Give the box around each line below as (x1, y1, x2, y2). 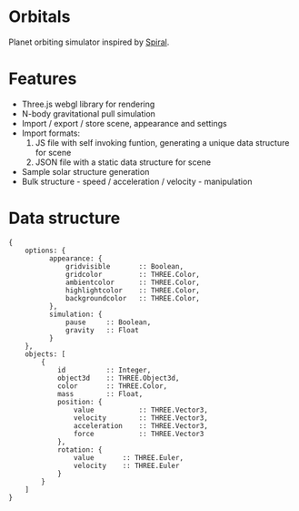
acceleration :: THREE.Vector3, (73, 421, 208, 430)
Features (8, 68, 77, 89)
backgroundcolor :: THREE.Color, (65, 293, 201, 302)
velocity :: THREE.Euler (73, 461, 180, 470)
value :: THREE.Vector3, (73, 405, 208, 414)
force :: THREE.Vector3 (73, 429, 204, 438)
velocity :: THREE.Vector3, (73, 413, 208, 423)
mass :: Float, (56, 389, 144, 398)
